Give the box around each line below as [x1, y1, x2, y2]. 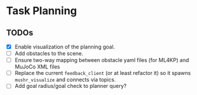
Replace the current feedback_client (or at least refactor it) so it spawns [14, 70, 191, 77]
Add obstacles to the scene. [14, 50, 84, 57]
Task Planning [6, 4, 77, 18]
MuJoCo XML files [14, 63, 60, 70]
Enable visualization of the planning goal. [14, 43, 115, 50]
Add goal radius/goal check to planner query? [14, 83, 127, 90]
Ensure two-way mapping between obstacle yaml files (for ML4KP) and [14, 57, 189, 64]
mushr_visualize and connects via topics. [14, 76, 116, 83]
